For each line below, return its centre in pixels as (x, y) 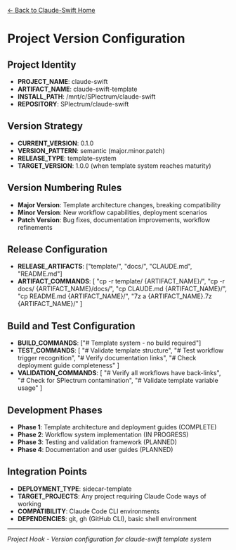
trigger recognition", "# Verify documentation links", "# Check (107, 358)
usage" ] (30, 388)
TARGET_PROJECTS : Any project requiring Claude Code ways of (112, 496)
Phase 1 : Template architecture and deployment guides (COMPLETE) (117, 427)
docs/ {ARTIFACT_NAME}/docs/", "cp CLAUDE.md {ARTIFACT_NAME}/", (122, 289)
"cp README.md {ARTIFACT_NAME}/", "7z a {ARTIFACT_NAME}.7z (114, 296)
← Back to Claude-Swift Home (51, 10)
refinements (35, 227)
